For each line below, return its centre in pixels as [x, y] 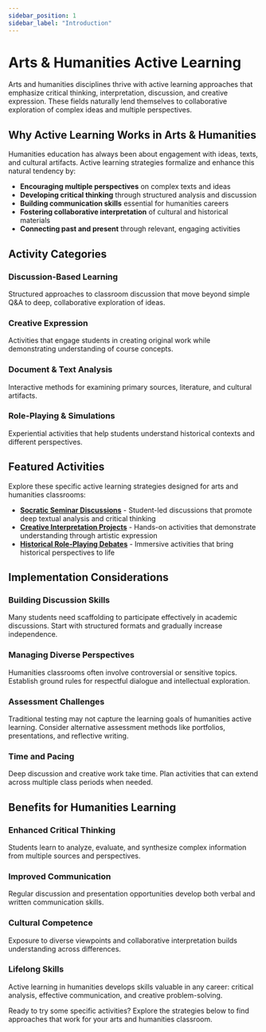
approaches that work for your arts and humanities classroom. [110, 1019]
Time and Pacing [41, 756]
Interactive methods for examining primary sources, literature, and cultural [130, 387]
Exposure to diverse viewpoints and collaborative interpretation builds [123, 940]
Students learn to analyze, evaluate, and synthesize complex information [127, 847]
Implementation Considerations [88, 577]
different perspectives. [45, 441]
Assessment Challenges [57, 701]
